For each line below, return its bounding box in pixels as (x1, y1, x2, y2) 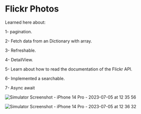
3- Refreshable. (5, 47, 36, 53)
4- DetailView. (5, 57, 33, 62)
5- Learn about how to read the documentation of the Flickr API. (5, 66, 133, 72)
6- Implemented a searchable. (5, 75, 65, 81)
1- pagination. (5, 28, 32, 34)
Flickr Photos (5, 3, 59, 14)
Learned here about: (5, 19, 46, 25)
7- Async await (5, 85, 35, 90)
